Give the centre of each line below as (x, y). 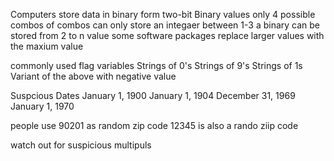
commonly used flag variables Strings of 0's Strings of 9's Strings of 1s (156, 65)
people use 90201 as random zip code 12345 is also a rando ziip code (154, 125)
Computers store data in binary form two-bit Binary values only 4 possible (163, 14)
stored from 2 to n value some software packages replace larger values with (167, 35)
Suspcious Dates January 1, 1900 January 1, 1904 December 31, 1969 (153, 95)
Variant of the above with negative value (93, 76)
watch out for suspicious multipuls (81, 145)
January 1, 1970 (42, 106)
